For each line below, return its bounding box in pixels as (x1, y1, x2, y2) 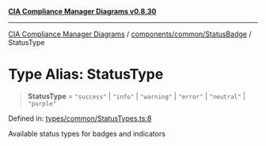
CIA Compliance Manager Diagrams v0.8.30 (8, 7, 157, 16)
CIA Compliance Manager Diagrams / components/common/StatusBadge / (8, 29, 252, 39)
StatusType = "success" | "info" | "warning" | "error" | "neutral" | (27, 91, 246, 101)
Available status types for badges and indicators (8, 129, 166, 138)
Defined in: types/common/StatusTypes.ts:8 (8, 114, 152, 123)
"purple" (27, 99, 57, 107)
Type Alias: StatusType (8, 66, 164, 84)
